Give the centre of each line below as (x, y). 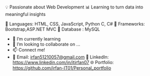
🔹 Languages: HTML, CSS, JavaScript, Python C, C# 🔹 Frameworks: (75, 24)
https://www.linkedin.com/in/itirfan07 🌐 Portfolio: (63, 62)
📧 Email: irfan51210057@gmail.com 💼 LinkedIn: (60, 57)
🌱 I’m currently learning (36, 39)
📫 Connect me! (29, 50)
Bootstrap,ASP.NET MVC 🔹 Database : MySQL (52, 29)
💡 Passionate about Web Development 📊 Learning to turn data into (74, 7)
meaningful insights (25, 14)
